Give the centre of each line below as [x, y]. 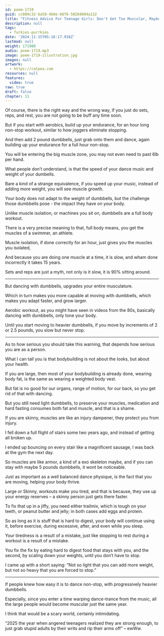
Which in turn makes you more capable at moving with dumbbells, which [78, 296]
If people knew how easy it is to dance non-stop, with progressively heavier [81, 585]
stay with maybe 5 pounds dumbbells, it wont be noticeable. [65, 467]
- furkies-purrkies [29, 32]
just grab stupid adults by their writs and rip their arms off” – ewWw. [73, 629]
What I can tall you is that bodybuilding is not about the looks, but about [77, 359]
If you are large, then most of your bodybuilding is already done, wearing [78, 374]
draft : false [18, 92]
